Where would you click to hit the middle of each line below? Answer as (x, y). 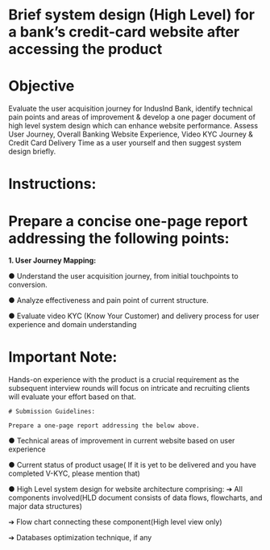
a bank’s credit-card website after (124, 32)
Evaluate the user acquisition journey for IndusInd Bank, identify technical (131, 109)
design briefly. (32, 152)
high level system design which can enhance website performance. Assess (133, 126)
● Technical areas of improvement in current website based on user (122, 441)
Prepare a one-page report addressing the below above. (104, 426)
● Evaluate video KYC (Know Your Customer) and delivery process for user (134, 316)
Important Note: (63, 357)
